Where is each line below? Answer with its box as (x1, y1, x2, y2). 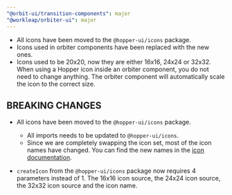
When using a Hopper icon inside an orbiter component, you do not (16, 65, 209, 73)
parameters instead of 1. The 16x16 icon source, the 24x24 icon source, (16, 174, 221, 183)
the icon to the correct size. (16, 80, 96, 88)
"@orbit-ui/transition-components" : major (6, 10, 131, 17)
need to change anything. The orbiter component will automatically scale (16, 72, 226, 80)
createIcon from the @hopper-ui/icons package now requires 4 (16, 167, 197, 175)
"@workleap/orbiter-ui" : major (6, 17, 97, 24)
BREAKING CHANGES (6, 100, 102, 111)
